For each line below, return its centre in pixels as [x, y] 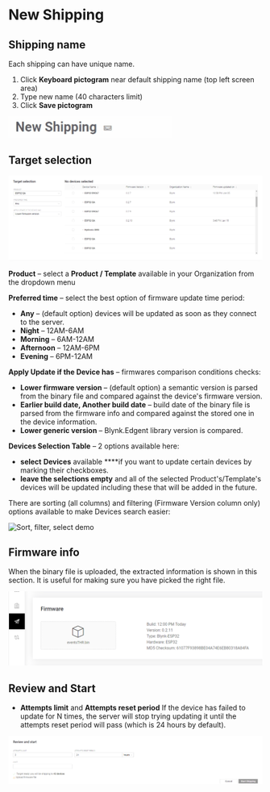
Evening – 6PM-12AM [56, 356]
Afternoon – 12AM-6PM [60, 348]
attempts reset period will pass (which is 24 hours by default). [123, 724]
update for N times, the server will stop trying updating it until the [128, 716]
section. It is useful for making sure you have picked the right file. [117, 580]
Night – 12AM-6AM [52, 330]
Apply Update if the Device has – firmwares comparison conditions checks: [135, 372]
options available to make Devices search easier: [89, 511]
